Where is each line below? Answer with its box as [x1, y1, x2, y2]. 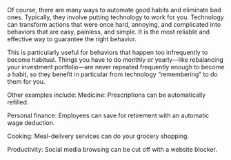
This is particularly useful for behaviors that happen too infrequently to [7, 48, 208, 56]
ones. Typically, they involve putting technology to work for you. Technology [7, 13, 224, 21]
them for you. [7, 78, 46, 85]
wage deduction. [7, 119, 55, 126]
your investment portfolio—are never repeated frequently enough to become [7, 63, 225, 71]
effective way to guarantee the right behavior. [7, 35, 137, 43]
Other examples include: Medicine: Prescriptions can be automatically [7, 91, 206, 99]
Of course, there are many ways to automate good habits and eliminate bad [7, 6, 221, 14]
